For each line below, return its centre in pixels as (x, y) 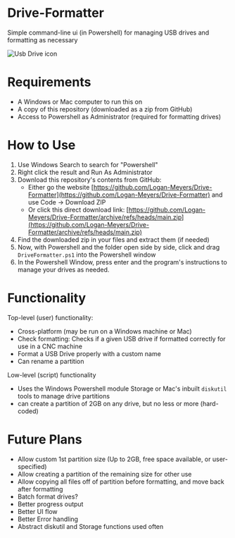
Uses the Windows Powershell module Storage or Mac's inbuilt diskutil (122, 389)
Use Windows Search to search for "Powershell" (88, 164)
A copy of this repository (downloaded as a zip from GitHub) (105, 109)
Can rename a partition (51, 361)
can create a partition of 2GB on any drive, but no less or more (108, 403)
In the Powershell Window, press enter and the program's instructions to (122, 262)
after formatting (40, 489)
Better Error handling (48, 519)
